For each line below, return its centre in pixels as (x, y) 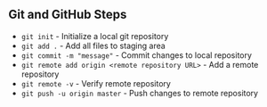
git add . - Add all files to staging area (93, 45)
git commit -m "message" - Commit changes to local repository (137, 55)
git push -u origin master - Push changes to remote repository (140, 93)
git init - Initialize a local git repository (95, 36)
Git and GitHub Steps (68, 15)
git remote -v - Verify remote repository (96, 83)
